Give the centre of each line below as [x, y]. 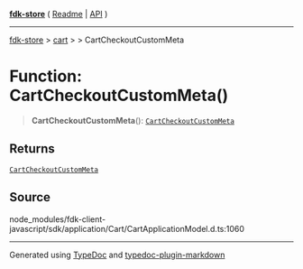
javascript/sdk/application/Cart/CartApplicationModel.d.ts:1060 [127, 228]
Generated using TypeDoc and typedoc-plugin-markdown [117, 255]
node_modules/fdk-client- [58, 219]
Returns [32, 149]
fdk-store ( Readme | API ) [59, 14]
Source [30, 197]
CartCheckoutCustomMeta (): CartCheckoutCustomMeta [133, 120]
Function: [46, 76]
